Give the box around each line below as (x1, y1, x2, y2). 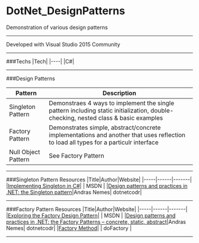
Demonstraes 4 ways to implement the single (49, 99, 175, 107)
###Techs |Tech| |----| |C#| (6, 57, 75, 65)
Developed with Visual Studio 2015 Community (6, 40, 120, 48)
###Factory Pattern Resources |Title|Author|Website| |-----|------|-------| (6, 206, 188, 213)
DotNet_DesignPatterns (6, 4, 126, 18)
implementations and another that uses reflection (49, 130, 185, 139)
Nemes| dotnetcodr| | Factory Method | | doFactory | (6, 224, 132, 232)
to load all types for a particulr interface (49, 138, 159, 146)
